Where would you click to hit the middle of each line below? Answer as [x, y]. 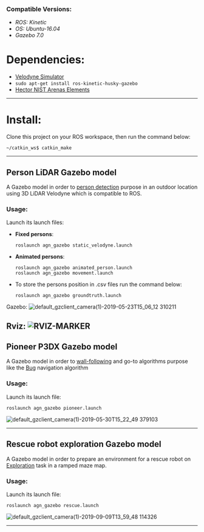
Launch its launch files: [35, 222]
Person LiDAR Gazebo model [62, 172]
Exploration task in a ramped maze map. [57, 465]
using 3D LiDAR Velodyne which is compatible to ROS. [74, 193]
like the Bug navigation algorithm [47, 368]
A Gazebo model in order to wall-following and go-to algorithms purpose [97, 362]
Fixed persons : [34, 234]
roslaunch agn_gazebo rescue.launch [53, 505]
